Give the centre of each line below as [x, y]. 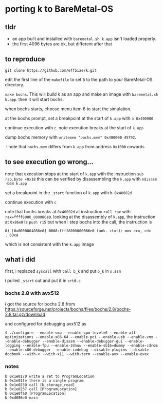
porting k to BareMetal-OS [59, 9]
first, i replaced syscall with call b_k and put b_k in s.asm [63, 271]
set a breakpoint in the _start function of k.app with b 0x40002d [69, 192]
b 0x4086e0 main [21, 398]
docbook [13, 354]
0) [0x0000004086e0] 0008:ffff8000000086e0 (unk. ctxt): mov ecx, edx [78, 231]
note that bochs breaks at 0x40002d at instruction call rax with [68, 211]
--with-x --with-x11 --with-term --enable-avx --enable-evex [86, 354]
